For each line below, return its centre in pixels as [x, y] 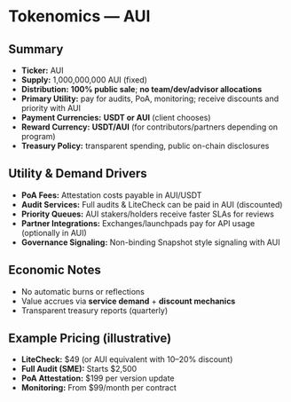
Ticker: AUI [42, 70]
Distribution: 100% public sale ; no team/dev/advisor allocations [142, 89]
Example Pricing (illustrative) [90, 339]
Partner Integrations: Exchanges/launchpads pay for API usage [138, 223]
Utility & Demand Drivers [78, 173]
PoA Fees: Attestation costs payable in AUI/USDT [111, 195]
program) [38, 136]
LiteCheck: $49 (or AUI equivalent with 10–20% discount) [127, 359]
